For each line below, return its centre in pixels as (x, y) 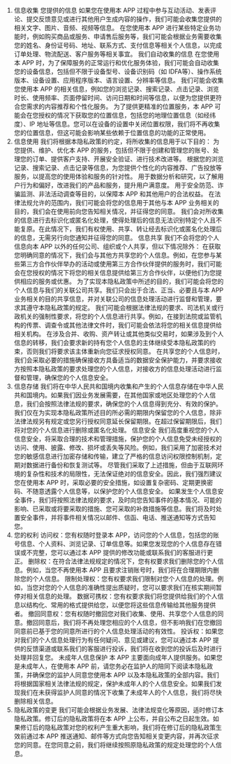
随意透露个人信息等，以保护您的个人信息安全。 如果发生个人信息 (125, 491)
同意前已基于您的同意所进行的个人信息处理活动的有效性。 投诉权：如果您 (119, 631)
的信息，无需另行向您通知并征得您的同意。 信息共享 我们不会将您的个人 (117, 238)
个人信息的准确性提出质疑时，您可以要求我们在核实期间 (136, 587)
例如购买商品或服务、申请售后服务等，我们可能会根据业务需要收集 (127, 36)
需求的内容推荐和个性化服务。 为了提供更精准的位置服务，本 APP (120, 106)
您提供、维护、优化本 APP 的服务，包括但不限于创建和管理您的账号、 (113, 150)
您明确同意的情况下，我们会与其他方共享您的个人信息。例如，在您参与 (115, 255)
